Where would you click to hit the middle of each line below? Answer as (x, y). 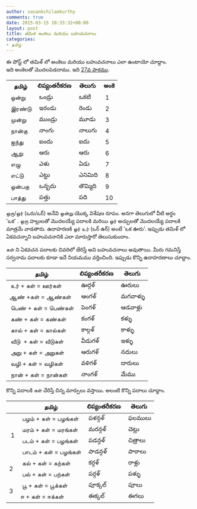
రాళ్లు (134, 462)
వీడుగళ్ (90, 340)
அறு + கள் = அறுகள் (37, 352)
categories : (21, 39)
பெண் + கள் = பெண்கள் (42, 308)
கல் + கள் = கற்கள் (46, 463)
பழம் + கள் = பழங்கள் (50, 418)
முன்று (19, 119)
